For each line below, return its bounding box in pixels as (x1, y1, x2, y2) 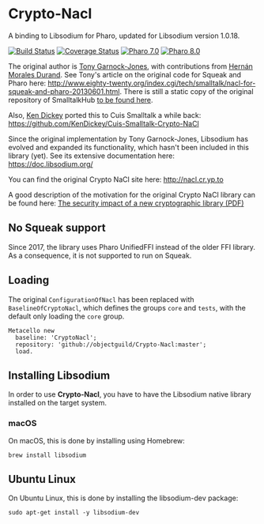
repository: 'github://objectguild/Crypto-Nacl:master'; (15, 341, 207, 349)
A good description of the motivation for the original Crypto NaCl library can (8, 190, 255, 199)
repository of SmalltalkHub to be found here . (8, 95, 153, 104)
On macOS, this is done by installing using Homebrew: (8, 435, 186, 445)
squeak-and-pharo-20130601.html (8, 86, 120, 96)
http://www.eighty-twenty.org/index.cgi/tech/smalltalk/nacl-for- (47, 78, 256, 88)
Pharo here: (8, 78, 47, 88)
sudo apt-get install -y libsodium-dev (8, 509, 140, 517)
